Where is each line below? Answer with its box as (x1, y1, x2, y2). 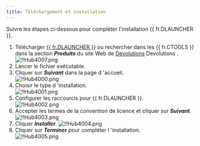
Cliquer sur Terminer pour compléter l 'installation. (14, 126, 141, 133)
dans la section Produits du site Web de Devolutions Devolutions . (14, 49, 179, 57)
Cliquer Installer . (14, 120, 57, 127)
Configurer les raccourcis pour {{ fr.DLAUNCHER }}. (14, 94, 144, 102)
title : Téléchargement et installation (6, 8, 106, 15)
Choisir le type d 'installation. (14, 82, 87, 89)
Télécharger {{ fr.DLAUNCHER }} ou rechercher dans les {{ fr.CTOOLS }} (14, 43, 195, 50)
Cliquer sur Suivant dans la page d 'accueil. (14, 68, 124, 76)
